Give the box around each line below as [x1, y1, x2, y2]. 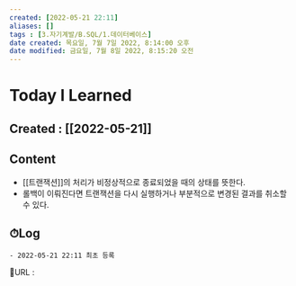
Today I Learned [9, 85, 132, 106]
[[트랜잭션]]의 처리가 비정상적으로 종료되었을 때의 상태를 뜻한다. [22, 176, 246, 187]
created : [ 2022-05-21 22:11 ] [9, 13, 119, 22]
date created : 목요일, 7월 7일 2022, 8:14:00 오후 [9, 38, 190, 48]
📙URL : [9, 267, 35, 278]
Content [9, 152, 57, 167]
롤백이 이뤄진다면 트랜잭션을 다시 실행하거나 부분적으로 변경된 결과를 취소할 [22, 188, 288, 199]
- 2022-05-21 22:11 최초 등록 [9, 251, 115, 261]
